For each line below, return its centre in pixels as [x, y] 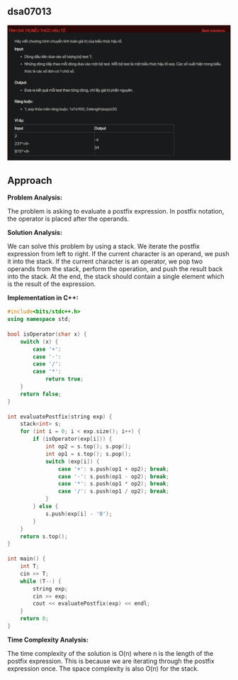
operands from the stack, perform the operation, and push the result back [115, 269]
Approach [30, 180]
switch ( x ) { [39, 341]
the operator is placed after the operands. [68, 219]
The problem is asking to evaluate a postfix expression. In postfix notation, [116, 212]
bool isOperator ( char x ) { [47, 334]
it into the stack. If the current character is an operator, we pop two [105, 261]
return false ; [41, 394]
